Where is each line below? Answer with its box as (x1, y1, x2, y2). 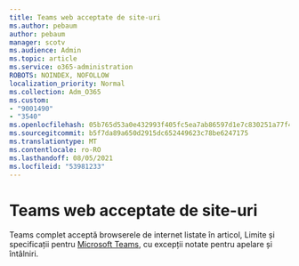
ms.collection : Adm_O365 (9, 87, 101, 96)
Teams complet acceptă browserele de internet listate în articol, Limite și (9, 230, 276, 240)
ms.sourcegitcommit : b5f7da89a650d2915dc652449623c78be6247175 (9, 129, 249, 138)
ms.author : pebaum (9, 21, 77, 30)
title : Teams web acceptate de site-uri (9, 12, 162, 22)
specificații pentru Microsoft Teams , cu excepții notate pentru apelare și (9, 239, 273, 250)
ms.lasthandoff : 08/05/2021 (9, 153, 114, 163)
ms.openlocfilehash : (9, 121, 86, 130)
